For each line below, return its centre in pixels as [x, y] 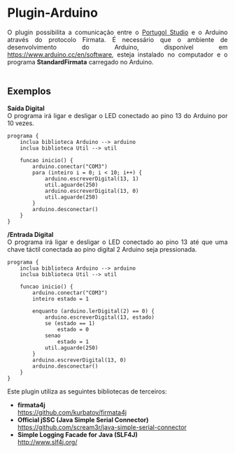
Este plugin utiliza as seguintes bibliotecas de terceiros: [87, 391]
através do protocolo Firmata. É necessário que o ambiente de [117, 39]
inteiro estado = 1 [61, 299]
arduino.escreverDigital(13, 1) [92, 179]
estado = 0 [73, 329]
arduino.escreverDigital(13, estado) [100, 317]
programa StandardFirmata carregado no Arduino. [80, 62]
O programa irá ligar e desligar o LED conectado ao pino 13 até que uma [117, 242]
